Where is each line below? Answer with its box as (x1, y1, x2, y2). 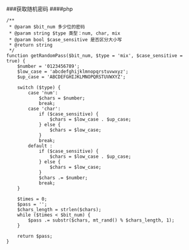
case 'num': (28, 90, 59, 96)
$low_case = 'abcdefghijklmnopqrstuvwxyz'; (17, 69, 129, 75)
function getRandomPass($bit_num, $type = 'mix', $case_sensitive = (6, 53, 183, 59)
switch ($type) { (17, 84, 61, 90)
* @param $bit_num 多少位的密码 (8, 24, 85, 30)
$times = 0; (17, 196, 47, 202)
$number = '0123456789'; (17, 63, 80, 69)
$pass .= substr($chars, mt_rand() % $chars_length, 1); (28, 217, 174, 223)
